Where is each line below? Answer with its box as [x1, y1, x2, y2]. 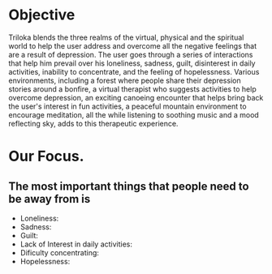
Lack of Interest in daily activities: [19, 239, 132, 249]
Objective [8, 6, 76, 24]
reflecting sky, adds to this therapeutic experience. [8, 118, 179, 128]
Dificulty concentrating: [19, 247, 100, 257]
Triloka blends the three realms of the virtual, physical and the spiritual [8, 32, 244, 42]
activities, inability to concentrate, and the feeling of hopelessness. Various [8, 66, 260, 76]
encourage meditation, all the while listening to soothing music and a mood [8, 109, 260, 119]
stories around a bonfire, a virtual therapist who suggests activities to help [8, 83, 257, 94]
